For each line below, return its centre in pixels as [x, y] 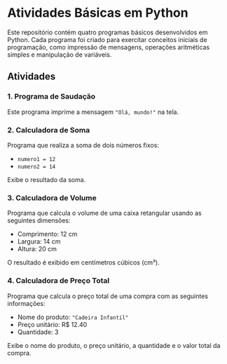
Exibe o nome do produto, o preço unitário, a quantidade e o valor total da [114, 345]
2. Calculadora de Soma [49, 129]
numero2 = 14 [36, 167]
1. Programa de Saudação [51, 97]
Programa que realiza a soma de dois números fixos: [83, 145]
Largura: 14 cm [39, 241]
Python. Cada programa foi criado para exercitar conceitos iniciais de [108, 39]
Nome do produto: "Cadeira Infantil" [73, 317]
